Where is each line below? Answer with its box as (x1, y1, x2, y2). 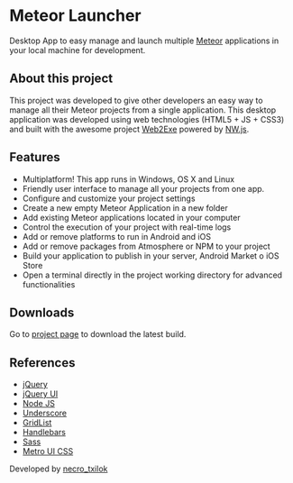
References (9, 355, 76, 370)
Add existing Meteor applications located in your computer (22, 212, 241, 223)
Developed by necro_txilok (9, 463, 108, 474)
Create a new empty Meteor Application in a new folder (22, 202, 228, 213)
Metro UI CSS (22, 446, 74, 457)
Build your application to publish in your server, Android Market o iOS (22, 250, 279, 261)
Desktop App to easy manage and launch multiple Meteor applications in (9, 35, 279, 46)
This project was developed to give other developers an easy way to (9, 95, 263, 105)
